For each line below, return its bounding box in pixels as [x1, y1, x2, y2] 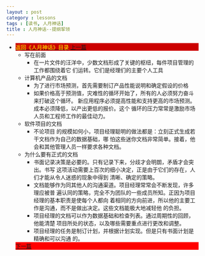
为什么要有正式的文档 [24, 151, 78, 158]
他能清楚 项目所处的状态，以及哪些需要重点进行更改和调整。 [33, 220, 185, 227]
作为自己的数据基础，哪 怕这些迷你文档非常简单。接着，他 [49, 135, 196, 143]
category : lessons [6, 15, 56, 21]
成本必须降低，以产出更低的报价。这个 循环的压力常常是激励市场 [33, 105, 196, 112]
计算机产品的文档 [24, 74, 68, 81]
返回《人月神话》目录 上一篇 [15, 43, 87, 51]
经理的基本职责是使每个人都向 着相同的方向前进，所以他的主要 [33, 197, 190, 204]
